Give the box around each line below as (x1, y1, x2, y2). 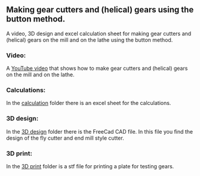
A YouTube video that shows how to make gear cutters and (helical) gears (6, 65, 188, 72)
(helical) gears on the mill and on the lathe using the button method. (6, 36, 173, 44)
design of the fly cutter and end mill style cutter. (6, 134, 124, 141)
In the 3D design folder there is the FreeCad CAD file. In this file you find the (6, 128, 193, 135)
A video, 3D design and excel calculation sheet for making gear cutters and (6, 30, 192, 37)
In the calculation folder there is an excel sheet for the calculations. (6, 100, 171, 107)
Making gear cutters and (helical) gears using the (6, 5, 194, 15)
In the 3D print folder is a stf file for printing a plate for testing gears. (6, 163, 174, 169)
